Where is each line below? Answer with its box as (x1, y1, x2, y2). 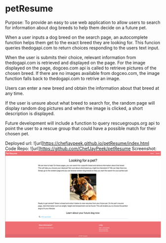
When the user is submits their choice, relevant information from (5, 54, 136, 60)
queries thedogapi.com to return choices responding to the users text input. (5, 45, 160, 51)
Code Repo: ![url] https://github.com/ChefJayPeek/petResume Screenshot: (5, 145, 157, 151)
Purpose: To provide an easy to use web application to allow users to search (5, 19, 161, 25)
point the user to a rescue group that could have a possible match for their (5, 125, 157, 131)
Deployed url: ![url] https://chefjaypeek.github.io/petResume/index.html (5, 140, 150, 146)
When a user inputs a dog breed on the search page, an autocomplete (5, 34, 148, 40)
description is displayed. (5, 110, 55, 117)
